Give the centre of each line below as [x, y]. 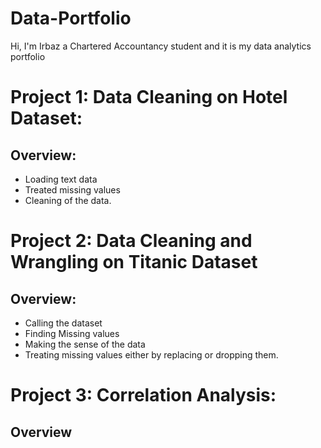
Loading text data [61, 179]
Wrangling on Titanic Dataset [134, 262]
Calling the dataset [63, 323]
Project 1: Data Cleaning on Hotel [149, 97]
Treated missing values [72, 189]
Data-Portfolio [71, 18]
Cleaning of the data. [68, 200]
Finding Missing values [72, 333]
